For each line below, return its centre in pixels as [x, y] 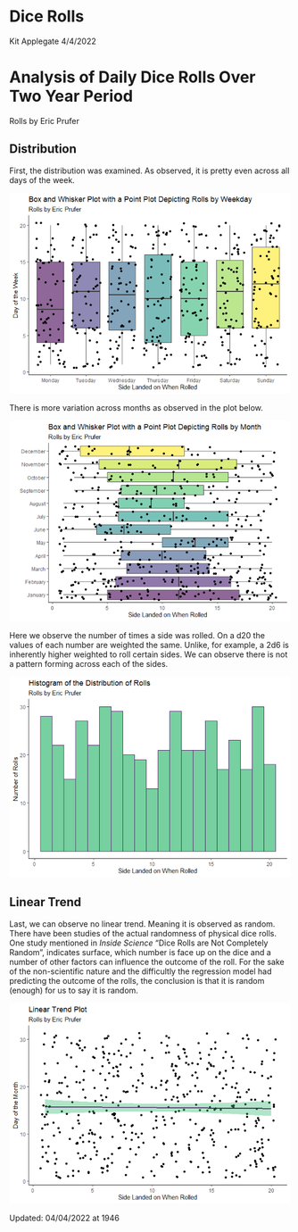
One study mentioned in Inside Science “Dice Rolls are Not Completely [139, 943]
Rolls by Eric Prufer [45, 121]
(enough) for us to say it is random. [74, 990]
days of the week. [42, 179]
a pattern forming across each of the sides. [89, 663]
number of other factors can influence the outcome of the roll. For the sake [147, 961]
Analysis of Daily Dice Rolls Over [132, 77]
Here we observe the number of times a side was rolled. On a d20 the [137, 635]
